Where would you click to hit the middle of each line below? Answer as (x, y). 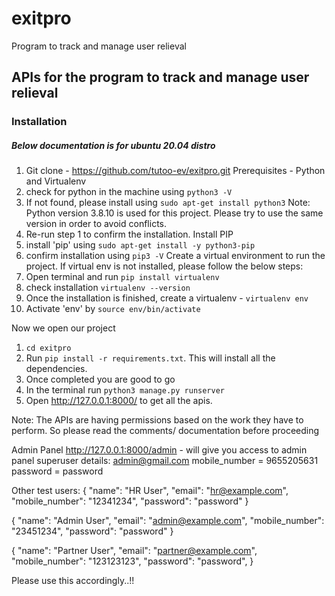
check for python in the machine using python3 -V (129, 192)
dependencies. (56, 369)
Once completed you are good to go (100, 379)
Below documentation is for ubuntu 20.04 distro (113, 145)
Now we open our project (63, 328)
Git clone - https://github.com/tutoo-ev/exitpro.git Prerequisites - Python (175, 171)
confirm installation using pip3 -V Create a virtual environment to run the (175, 256)
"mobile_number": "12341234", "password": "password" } (130, 501)
